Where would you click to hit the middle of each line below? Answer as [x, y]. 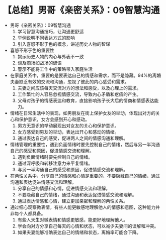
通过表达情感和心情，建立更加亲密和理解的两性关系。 [73, 201]
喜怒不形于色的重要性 [32, 50]
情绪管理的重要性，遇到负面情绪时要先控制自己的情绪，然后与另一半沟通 [85, 144]
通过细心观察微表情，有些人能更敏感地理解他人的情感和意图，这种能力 [83, 207]
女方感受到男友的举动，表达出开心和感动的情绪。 [68, 132]
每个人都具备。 [30, 213]
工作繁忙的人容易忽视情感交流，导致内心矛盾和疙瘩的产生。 [79, 94]
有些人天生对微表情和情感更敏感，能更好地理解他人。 [73, 219]
